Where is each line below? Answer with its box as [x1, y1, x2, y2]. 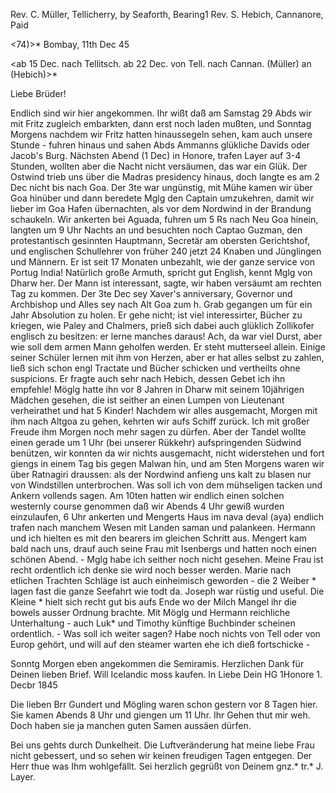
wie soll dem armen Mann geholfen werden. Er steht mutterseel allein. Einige [10, 341, 326, 353]
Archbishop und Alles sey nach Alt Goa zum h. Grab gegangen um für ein [10, 299, 313, 310]
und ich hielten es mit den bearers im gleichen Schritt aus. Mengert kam [10, 532, 308, 544]
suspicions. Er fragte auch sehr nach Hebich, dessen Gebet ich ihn [10, 373, 286, 384]
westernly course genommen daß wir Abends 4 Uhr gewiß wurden [10, 500, 285, 512]
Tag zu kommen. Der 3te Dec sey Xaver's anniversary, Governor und [10, 288, 293, 299]
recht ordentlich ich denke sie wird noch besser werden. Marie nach [10, 564, 292, 576]
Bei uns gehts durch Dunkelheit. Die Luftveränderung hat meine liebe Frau [10, 739, 315, 751]
